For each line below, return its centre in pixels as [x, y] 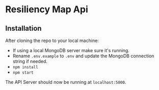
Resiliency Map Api [47, 9]
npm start [23, 73]
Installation [23, 28]
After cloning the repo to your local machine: [52, 40]
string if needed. [30, 61]
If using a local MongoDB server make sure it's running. [71, 50]
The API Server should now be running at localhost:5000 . [66, 82]
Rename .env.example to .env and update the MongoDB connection [83, 56]
